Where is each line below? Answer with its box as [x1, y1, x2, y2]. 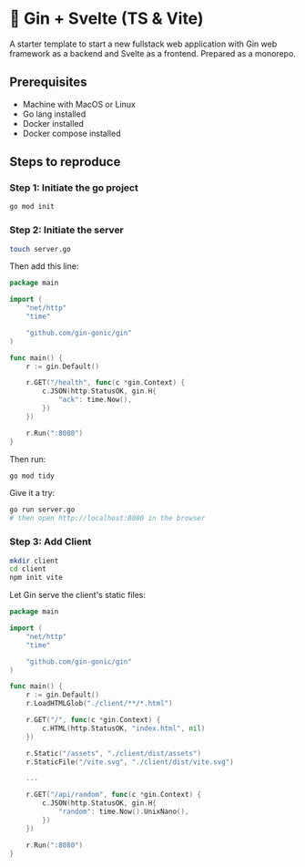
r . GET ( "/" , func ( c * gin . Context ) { [25, 716, 161, 725]
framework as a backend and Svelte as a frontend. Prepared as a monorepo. [9, 47, 296, 58]
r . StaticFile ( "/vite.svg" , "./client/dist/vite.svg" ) [25, 757, 234, 767]
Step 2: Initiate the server [9, 223, 125, 236]
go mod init [9, 202, 55, 212]
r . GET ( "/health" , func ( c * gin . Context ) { [25, 378, 186, 387]
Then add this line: [9, 261, 79, 272]
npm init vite [9, 573, 64, 583]
